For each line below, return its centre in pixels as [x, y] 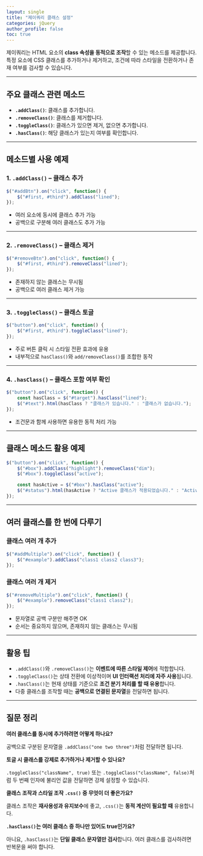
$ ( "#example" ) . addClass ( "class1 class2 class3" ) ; [81, 560]
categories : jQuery [31, 23]
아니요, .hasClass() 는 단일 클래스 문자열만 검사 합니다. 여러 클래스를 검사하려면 [99, 839]
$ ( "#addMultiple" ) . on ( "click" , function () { [63, 554]
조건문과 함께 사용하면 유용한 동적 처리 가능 [66, 422]
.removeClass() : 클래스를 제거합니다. [59, 117]
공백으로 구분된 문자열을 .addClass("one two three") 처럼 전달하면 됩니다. [95, 746]
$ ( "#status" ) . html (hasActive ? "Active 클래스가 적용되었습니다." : [98, 491]
